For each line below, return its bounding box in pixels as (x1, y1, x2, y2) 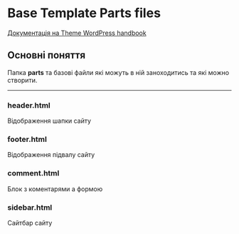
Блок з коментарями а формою (7, 184, 103, 193)
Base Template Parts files (7, 5, 161, 21)
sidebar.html (7, 202, 53, 212)
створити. (7, 76, 38, 84)
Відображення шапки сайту (7, 116, 91, 126)
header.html (7, 100, 51, 110)
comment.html (7, 168, 60, 178)
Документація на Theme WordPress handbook (7, 29, 147, 37)
